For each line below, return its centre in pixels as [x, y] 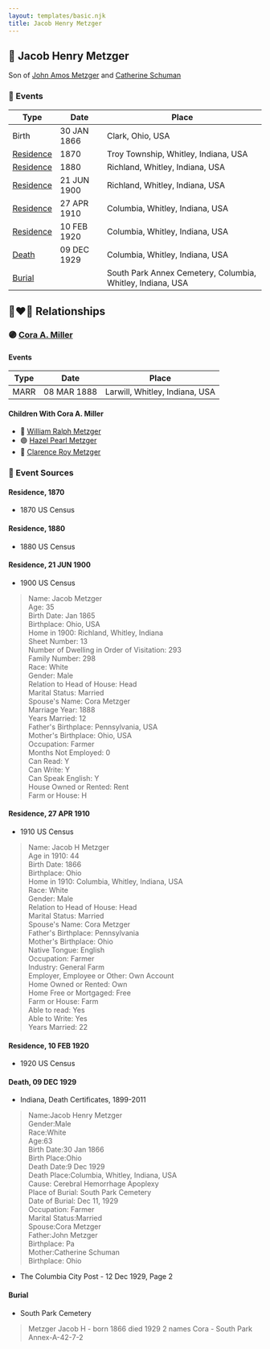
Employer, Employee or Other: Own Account [101, 976]
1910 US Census [47, 832]
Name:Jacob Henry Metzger [75, 1115]
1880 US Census [47, 546]
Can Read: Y [49, 761]
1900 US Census [47, 583]
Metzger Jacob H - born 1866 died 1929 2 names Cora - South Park [140, 1328]
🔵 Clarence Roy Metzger [60, 452]
